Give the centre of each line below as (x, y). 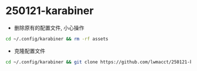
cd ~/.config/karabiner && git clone (52, 62)
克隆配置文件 (29, 50)
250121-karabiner (50, 11)
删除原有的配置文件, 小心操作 (49, 28)
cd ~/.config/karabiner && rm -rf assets (57, 39)
